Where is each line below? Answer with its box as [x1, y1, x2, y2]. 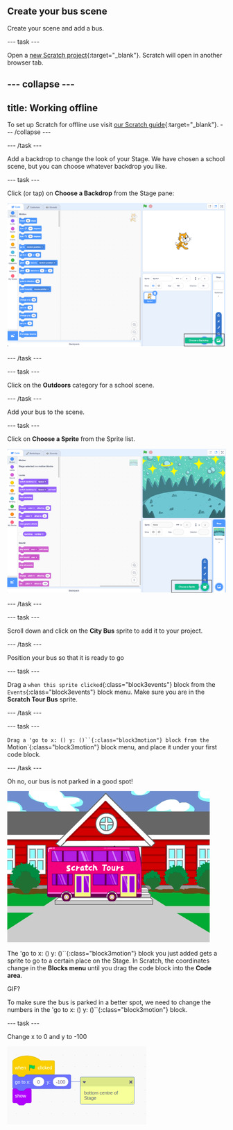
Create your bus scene [7, 6, 107, 17]
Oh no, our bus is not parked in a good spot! [7, 777, 133, 786]
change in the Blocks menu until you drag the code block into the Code [7, 964, 212, 972]
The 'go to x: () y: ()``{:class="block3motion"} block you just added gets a [7, 949, 217, 958]
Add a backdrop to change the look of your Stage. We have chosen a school [7, 155, 225, 163]
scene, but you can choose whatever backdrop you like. [7, 163, 168, 171]
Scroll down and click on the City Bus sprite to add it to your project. [7, 626, 203, 635]
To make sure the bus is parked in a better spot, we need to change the [7, 998, 212, 1006]
